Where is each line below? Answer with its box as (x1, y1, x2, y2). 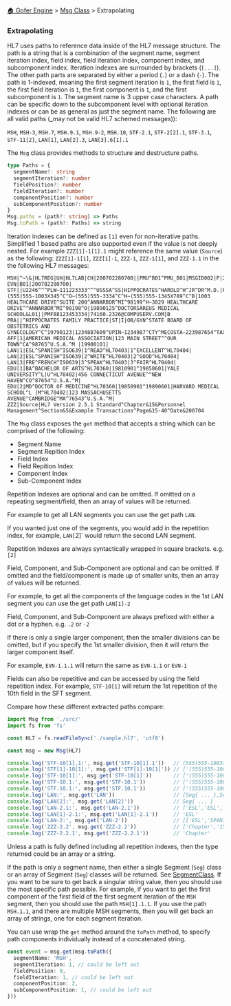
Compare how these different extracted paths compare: (7, 702, 165, 711)
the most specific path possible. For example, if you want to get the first (7, 885, 211, 894)
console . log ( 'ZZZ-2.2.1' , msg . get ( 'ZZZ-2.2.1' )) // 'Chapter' (7, 830, 211, 837)
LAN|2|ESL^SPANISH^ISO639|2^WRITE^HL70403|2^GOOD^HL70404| (7, 353, 180, 360)
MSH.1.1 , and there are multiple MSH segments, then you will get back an (7, 907, 214, 915)
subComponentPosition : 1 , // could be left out (13, 987, 153, 994)
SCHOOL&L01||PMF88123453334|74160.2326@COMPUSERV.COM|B (7, 311, 170, 318)
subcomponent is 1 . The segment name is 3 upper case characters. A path (7, 93, 219, 101)
